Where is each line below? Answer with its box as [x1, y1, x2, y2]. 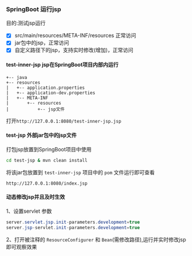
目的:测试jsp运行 [6, 19, 46, 27]
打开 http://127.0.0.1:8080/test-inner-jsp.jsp [6, 117, 122, 124]
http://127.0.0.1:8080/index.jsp [6, 180, 88, 186]
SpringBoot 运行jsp [6, 5, 61, 13]
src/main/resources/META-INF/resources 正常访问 [14, 32, 136, 39]
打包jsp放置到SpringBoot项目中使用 [6, 146, 92, 153]
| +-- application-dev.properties [6, 89, 95, 96]
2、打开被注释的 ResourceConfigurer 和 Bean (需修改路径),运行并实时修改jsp [6, 236, 186, 243]
